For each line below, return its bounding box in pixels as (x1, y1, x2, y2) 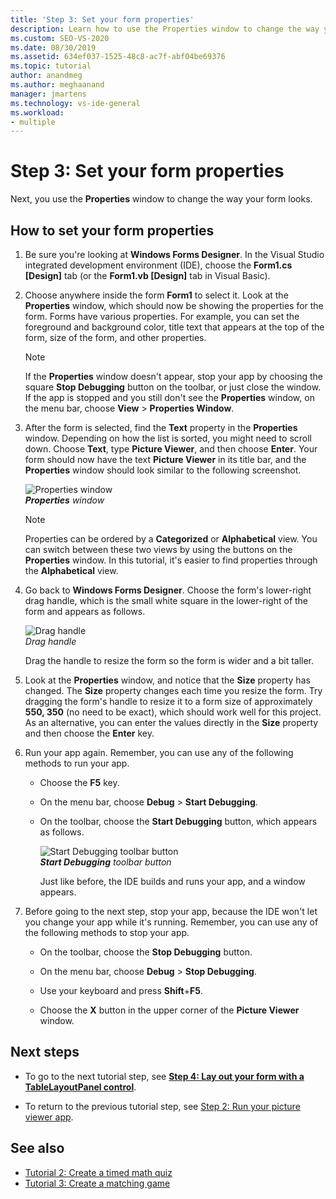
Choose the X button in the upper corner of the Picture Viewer (39, 1004, 300, 1016)
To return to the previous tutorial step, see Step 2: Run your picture (24, 1100, 301, 1112)
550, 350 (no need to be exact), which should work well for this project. (24, 706, 322, 718)
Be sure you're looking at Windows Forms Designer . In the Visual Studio (24, 249, 325, 260)
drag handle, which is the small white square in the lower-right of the (24, 595, 309, 606)
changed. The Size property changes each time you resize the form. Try (24, 685, 323, 696)
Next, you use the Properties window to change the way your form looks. (10, 193, 313, 205)
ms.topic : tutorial (10, 61, 92, 71)
